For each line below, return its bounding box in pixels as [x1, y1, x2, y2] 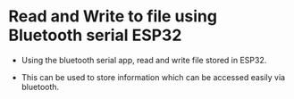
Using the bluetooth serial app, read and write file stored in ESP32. [21, 54, 267, 65]
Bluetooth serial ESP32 [8, 25, 182, 45]
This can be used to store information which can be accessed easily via [21, 71, 286, 82]
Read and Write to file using [8, 6, 218, 27]
